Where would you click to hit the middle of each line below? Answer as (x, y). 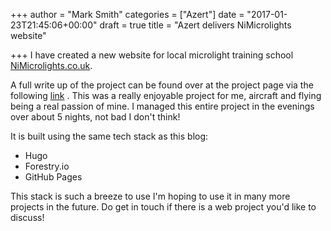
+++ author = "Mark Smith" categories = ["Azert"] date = (127, 14)
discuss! (27, 217)
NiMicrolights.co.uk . (51, 65)
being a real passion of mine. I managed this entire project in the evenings (162, 106)
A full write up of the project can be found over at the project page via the (162, 85)
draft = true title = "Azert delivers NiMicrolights (195, 25)
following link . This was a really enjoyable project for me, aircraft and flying (166, 95)
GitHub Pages (53, 177)
